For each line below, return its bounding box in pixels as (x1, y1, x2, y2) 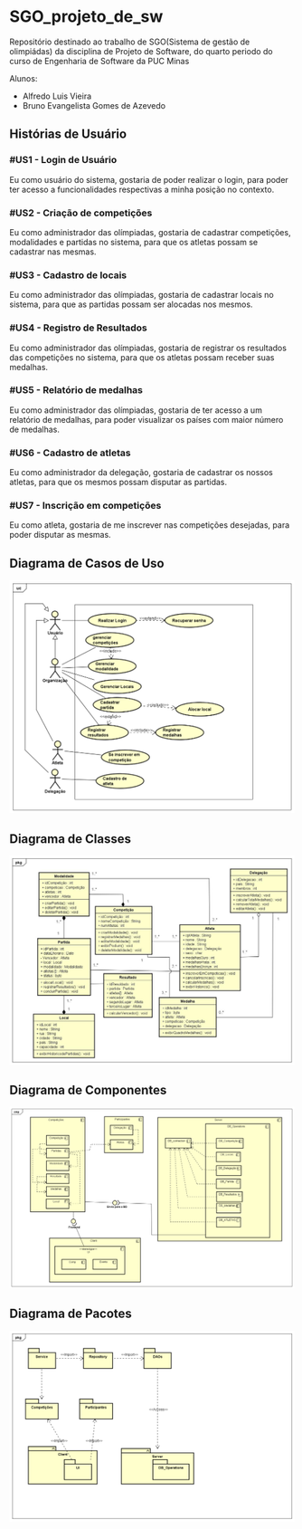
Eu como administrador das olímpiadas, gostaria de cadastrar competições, (9, 226, 291, 237)
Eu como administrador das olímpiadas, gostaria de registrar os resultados (9, 342, 288, 353)
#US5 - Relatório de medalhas (9, 384, 143, 397)
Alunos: (9, 72, 38, 83)
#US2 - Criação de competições (9, 206, 153, 219)
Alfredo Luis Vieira (22, 91, 92, 101)
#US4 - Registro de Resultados (9, 321, 147, 334)
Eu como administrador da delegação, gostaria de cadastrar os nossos (9, 467, 273, 478)
